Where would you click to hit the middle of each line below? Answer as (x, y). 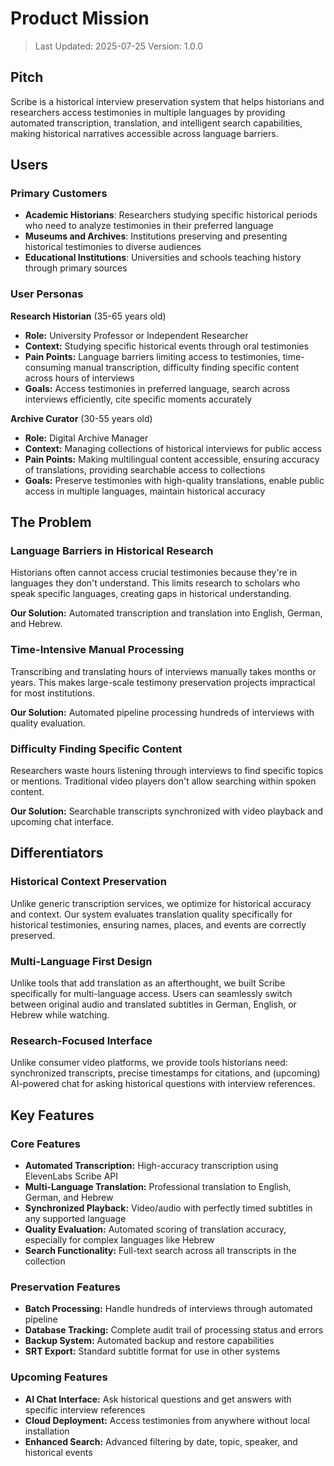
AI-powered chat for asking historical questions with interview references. (163, 1084)
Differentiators (57, 853)
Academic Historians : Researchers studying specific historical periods (171, 215)
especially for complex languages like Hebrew (119, 1239)
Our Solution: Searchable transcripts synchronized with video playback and (167, 811)
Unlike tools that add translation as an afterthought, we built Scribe (148, 983)
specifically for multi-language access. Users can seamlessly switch (151, 993)
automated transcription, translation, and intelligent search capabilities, (156, 123)
